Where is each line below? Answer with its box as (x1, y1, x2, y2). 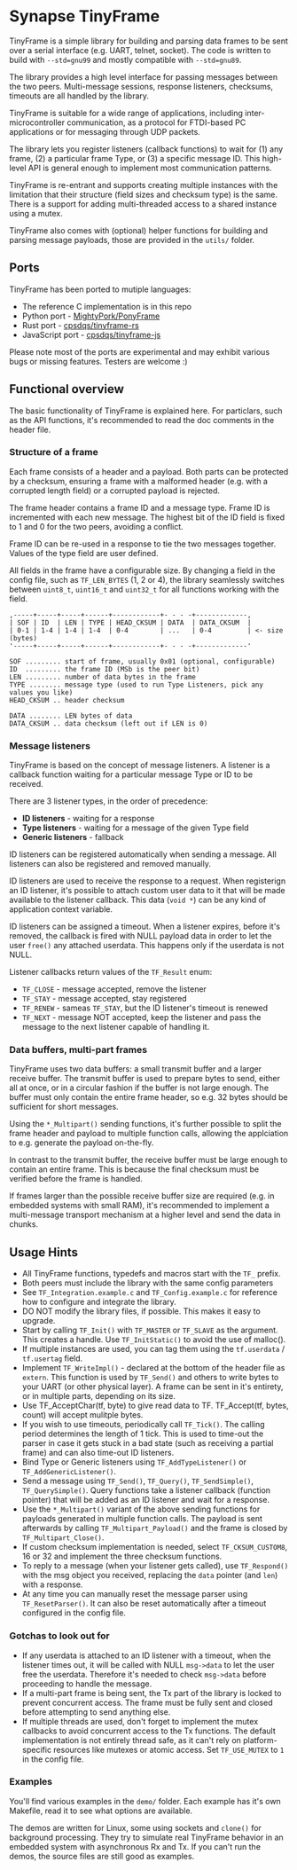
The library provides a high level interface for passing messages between (9, 71, 277, 82)
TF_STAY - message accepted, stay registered (21, 994, 188, 1004)
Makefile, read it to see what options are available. (9, 1805, 193, 1816)
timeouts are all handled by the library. (9, 90, 149, 101)
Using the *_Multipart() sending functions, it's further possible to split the (9, 1119, 282, 1129)
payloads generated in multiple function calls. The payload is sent (21, 1513, 263, 1524)
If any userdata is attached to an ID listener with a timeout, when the (21, 1650, 272, 1661)
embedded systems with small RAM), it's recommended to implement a (9, 1200, 270, 1211)
